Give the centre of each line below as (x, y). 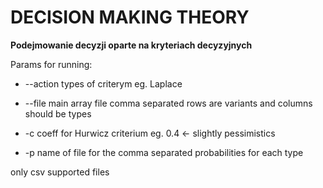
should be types (58, 113)
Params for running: (51, 64)
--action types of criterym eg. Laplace (103, 83)
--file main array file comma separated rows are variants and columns (168, 103)
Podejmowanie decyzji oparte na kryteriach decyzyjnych (131, 45)
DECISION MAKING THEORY (130, 17)
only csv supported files (60, 172)
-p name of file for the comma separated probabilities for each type (164, 152)
